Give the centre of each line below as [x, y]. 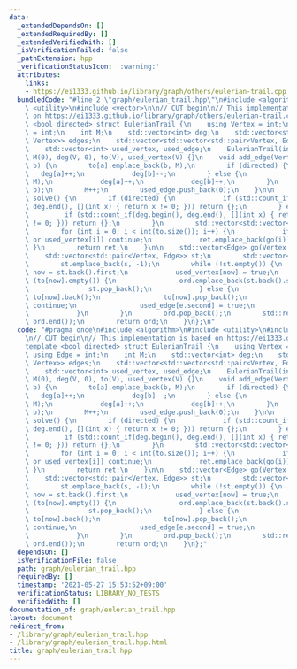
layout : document [41, 618]
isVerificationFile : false [67, 560]
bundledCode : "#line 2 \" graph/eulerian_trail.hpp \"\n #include [136, 100]
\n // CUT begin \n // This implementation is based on [124, 338]
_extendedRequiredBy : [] [63, 34]
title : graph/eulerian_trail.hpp [71, 651]
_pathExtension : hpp [55, 58]
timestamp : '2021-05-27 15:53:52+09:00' [92, 585]
